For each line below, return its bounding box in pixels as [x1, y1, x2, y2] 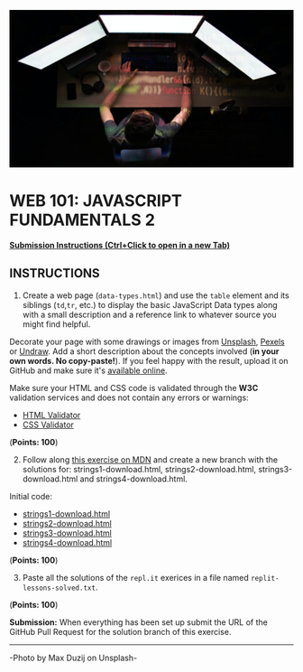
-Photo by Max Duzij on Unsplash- [9, 652, 138, 663]
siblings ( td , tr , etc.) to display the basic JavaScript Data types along [22, 299, 278, 310]
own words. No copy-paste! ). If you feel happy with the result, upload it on [9, 355, 289, 366]
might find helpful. [22, 318, 91, 330]
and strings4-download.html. [79, 473, 188, 484]
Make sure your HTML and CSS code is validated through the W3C [9, 382, 259, 393]
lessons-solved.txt [22, 583, 96, 593]
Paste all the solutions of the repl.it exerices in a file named [22, 572, 250, 583]
